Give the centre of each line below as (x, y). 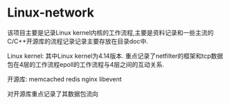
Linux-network (51, 13)
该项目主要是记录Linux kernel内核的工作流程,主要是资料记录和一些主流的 (110, 32)
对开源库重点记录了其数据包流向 (53, 94)
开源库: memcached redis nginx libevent (65, 79)
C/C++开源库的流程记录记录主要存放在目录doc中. (78, 41)
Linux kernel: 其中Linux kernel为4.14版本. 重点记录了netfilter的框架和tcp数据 (115, 56)
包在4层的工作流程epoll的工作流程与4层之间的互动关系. (86, 64)
